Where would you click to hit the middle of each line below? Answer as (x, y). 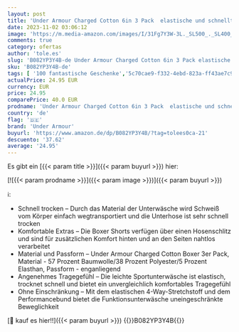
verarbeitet (34, 247)
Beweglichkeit (38, 307)
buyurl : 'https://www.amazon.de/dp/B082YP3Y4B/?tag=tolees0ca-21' (108, 133)
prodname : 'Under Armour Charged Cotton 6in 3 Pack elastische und (111, 107)
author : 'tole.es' (34, 54)
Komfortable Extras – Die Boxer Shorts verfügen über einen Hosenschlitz (124, 231)
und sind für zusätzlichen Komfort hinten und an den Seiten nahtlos (116, 239)
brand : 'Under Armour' (41, 126)
